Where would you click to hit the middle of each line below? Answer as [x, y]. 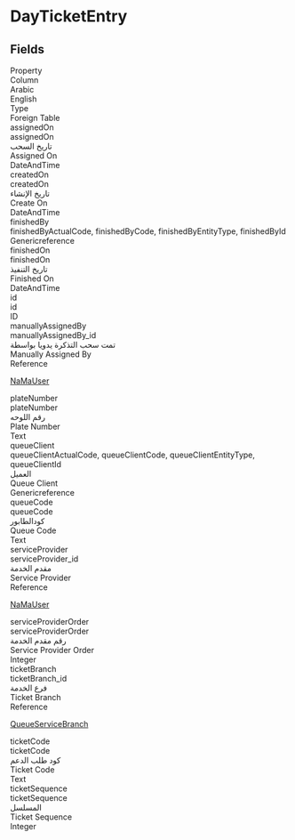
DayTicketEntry [69, 16]
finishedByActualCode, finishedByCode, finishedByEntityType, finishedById [148, 231]
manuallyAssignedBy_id [53, 335]
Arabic [22, 89]
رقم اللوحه [28, 417]
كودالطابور [28, 521]
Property [26, 70]
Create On [29, 203]
